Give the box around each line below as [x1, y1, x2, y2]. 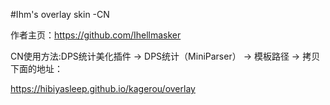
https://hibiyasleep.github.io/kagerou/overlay [10, 83, 196, 94]
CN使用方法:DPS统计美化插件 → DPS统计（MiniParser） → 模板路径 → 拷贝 [10, 50, 321, 62]
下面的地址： [10, 63, 63, 74]
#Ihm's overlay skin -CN [10, 9, 110, 20]
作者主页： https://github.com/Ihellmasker [10, 29, 182, 41]
